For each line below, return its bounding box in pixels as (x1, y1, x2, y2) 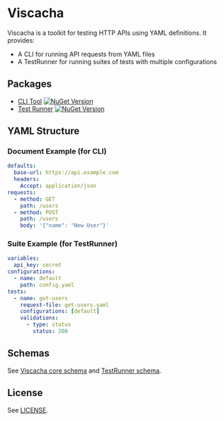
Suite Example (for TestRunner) (7, 239, 118, 249)
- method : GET (13, 196, 55, 203)
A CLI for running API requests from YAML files (17, 50, 155, 58)
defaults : (7, 162, 37, 170)
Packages (7, 78, 52, 90)
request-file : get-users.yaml (20, 301, 110, 309)
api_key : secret (13, 262, 62, 269)
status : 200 (33, 328, 69, 335)
